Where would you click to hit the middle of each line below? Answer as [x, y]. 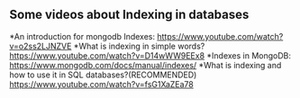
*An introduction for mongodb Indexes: [82, 36]
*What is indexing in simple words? [139, 46]
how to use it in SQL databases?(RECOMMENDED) [103, 75]
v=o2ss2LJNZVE [41, 46]
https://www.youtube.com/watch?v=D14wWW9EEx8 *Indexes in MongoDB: [150, 55]
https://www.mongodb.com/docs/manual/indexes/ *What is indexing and [145, 65]
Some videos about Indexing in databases [129, 15]
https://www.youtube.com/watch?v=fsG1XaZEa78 [101, 84]
